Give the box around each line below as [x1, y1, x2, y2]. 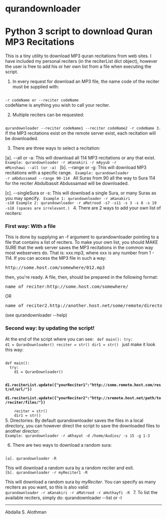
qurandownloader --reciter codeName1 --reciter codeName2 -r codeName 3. [5, 126, 162, 131]
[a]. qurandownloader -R [5, 456, 57, 461]
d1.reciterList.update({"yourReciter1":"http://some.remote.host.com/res [5, 382, 162, 387]
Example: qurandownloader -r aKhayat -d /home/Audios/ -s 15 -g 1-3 [5, 433, 150, 438]
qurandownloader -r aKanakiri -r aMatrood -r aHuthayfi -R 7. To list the [5, 489, 158, 495]
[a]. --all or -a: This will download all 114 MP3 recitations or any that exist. [5, 155, 156, 161]
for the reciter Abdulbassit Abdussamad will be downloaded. [5, 180, 129, 186]
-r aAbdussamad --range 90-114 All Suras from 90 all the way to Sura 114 [5, 175, 156, 181]
